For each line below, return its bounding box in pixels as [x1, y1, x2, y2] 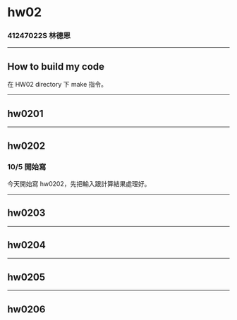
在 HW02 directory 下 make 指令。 [7, 80, 108, 89]
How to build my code [7, 61, 104, 73]
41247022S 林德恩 [7, 31, 71, 41]
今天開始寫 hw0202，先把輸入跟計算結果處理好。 [7, 179, 151, 187]
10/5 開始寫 [7, 162, 47, 172]
